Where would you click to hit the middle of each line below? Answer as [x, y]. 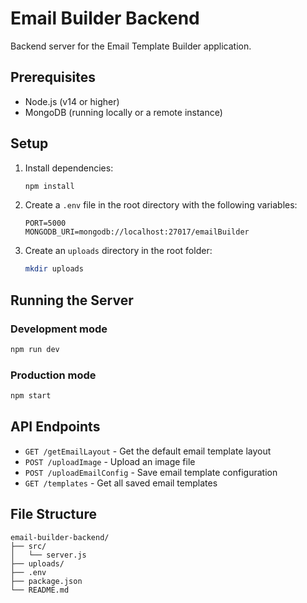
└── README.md [40, 590]
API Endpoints [55, 427]
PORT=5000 [45, 223]
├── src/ [28, 546]
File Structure [53, 514]
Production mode [53, 375]
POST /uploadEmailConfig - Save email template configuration [151, 472]
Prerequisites [53, 77]
